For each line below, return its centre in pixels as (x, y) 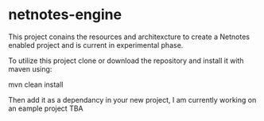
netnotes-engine (65, 15)
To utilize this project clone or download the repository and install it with (126, 60)
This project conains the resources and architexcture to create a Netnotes (129, 37)
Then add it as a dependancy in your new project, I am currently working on (132, 100)
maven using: (30, 68)
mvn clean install (36, 84)
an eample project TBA (46, 108)
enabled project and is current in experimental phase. (96, 45)
